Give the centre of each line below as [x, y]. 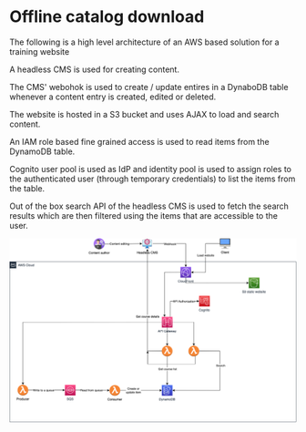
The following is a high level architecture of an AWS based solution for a [144, 42]
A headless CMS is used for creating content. [95, 69]
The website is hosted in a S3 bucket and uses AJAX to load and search [144, 114]
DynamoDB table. [42, 151]
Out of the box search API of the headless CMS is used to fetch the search [149, 206]
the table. [27, 188]
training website [40, 51]
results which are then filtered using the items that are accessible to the [143, 215]
